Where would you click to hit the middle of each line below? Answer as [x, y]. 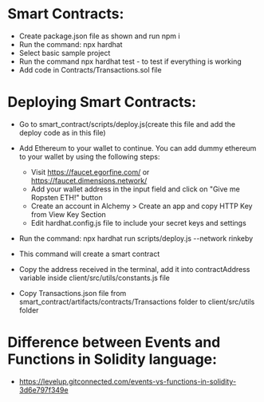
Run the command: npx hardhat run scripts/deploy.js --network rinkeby [136, 238]
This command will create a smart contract [89, 254]
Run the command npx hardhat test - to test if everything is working [130, 61]
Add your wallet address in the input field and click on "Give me [135, 189]
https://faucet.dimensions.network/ [89, 180]
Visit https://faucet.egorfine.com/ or [90, 171]
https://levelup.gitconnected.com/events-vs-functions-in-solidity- [128, 381]
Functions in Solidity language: [112, 359]
